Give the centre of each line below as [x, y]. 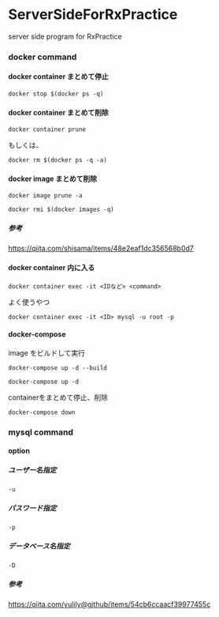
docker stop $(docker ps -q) [56, 94]
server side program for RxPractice [65, 36]
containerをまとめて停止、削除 [58, 397]
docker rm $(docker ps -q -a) [58, 160]
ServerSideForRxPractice [93, 15]
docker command [43, 57]
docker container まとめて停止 [58, 77]
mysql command [41, 432]
